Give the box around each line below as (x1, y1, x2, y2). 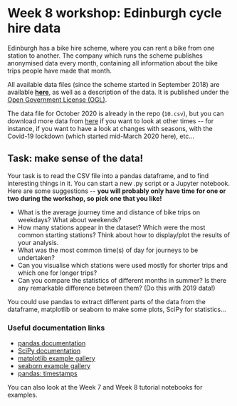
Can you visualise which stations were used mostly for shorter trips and (17, 261, 228, 269)
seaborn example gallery (17, 362, 91, 370)
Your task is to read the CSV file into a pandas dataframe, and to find (7, 171, 209, 179)
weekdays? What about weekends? (17, 215, 122, 224)
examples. (7, 390, 38, 400)
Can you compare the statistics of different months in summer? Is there (17, 276, 226, 284)
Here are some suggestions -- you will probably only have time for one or (7, 187, 226, 195)
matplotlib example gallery (17, 354, 96, 363)
